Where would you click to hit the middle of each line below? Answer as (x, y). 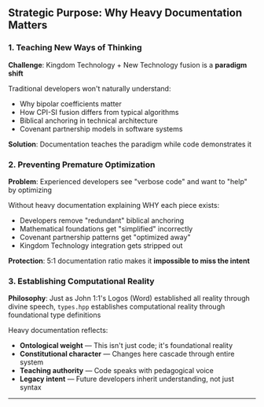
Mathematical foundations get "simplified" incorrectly (106, 228)
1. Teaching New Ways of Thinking (75, 48)
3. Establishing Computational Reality (81, 281)
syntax (30, 387)
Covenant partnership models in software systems (101, 128)
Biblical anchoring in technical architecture (89, 120)
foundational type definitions (55, 315)
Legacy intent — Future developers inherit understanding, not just (126, 379)
